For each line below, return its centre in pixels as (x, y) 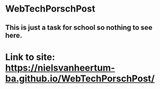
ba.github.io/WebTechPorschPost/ (80, 78)
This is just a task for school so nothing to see (79, 28)
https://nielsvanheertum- (60, 68)
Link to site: (30, 57)
